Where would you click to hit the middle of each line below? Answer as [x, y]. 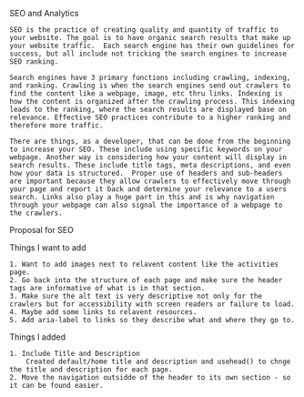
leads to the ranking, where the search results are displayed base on [148, 109]
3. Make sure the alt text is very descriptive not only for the [136, 296]
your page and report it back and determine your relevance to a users [148, 189]
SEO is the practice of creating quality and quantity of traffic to [144, 30]
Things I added [38, 337]
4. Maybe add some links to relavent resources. [103, 312]
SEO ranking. [34, 62]
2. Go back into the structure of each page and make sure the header [146, 280]
